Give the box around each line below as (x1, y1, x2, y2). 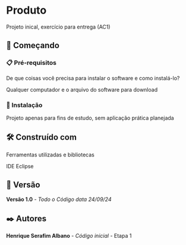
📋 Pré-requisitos (6, 59, 56, 67)
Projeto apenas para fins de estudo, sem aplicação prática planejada (6, 114, 174, 121)
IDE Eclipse (6, 162, 34, 169)
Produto (6, 4, 47, 17)
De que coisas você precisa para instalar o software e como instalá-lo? (6, 74, 180, 81)
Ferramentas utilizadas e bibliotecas (6, 151, 95, 158)
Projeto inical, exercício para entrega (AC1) (6, 23, 111, 30)
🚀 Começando (6, 40, 59, 51)
